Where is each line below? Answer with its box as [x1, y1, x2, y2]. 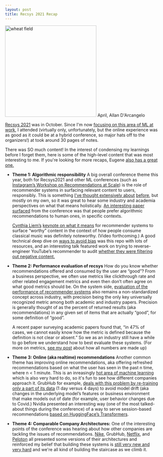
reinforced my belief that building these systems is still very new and [12, 441, 150, 447]
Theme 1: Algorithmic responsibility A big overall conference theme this [12, 171, 159, 177]
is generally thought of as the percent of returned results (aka [12, 304, 136, 310]
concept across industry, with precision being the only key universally [12, 294, 152, 300]
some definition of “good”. [12, 315, 65, 321]
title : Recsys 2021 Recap [5, 12, 57, 17]
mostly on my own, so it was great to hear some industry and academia [12, 197, 156, 203]
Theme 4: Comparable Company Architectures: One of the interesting [12, 420, 156, 426]
